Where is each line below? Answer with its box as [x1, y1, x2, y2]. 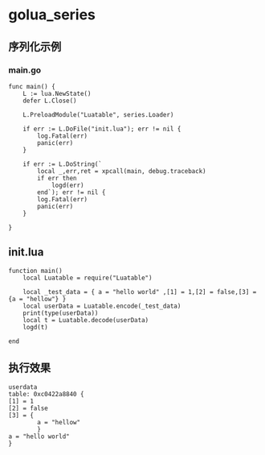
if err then [37, 174, 78, 182]
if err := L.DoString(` [22, 159, 103, 168]
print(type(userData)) [22, 308, 99, 317]
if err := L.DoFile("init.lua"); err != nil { [22, 125, 181, 133]
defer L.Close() [22, 97, 78, 105]
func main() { [8, 82, 56, 90]
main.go [8, 64, 42, 76]
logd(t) [22, 323, 48, 331]
